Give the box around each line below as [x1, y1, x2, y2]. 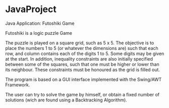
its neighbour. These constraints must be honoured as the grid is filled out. [5, 67, 160, 73]
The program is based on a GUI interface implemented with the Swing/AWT [5, 76, 162, 82]
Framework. [5, 82, 30, 88]
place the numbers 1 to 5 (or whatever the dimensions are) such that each [5, 45, 159, 51]
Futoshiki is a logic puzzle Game [5, 30, 72, 36]
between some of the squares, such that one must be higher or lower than [5, 61, 160, 67]
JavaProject [5, 4, 57, 15]
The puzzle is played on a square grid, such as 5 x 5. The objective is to [5, 39, 154, 46]
